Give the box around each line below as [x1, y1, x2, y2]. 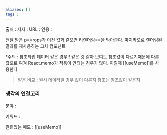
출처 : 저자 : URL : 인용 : [5, 26, 52, 32]
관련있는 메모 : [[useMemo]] [5, 124, 62, 130]
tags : [5, 12, 19, 17]
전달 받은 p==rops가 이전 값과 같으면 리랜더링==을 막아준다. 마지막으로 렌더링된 [5, 37, 162, 43]
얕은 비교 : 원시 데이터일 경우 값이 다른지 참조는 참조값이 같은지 [17, 77, 140, 83]
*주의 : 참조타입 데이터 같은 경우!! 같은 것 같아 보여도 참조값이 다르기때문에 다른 [5, 53, 159, 60]
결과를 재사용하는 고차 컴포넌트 [5, 43, 66, 49]
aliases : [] [5, 7, 30, 12]
